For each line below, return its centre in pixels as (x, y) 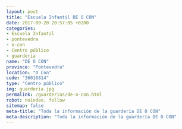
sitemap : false (25, 106)
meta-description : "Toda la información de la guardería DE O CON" (92, 117)
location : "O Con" (29, 73)
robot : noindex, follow (36, 100)
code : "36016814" (28, 78)
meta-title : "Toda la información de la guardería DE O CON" (84, 111)
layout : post (22, 12)
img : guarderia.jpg (30, 89)
